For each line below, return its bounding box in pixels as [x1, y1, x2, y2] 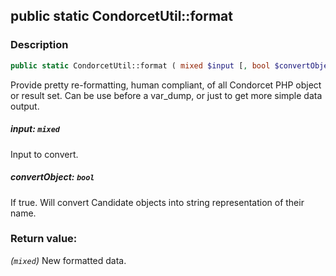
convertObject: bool [10, 171, 95, 183]
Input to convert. [10, 148, 79, 160]
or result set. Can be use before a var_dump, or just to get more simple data [10, 89, 323, 101]
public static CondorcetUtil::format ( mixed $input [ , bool [10, 60, 271, 71]
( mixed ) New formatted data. [10, 254, 127, 266]
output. [10, 100, 40, 112]
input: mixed [10, 123, 61, 135]
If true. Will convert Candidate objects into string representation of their [10, 196, 305, 208]
